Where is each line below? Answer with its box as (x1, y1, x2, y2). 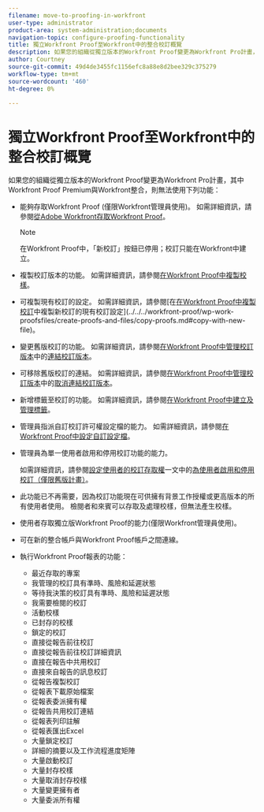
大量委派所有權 (31, 795, 80, 805)
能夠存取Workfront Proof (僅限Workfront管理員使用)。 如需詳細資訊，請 (19, 202, 252, 211)
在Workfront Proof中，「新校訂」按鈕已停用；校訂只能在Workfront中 (19, 244, 240, 253)
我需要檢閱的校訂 (31, 598, 87, 608)
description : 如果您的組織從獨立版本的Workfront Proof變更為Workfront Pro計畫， (8, 48, 258, 56)
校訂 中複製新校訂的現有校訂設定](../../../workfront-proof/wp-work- (19, 307, 234, 316)
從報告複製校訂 (31, 677, 80, 687)
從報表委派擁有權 (31, 697, 87, 706)
